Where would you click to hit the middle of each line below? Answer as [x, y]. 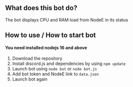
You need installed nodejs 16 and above [46, 47]
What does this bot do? [41, 8]
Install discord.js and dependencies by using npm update [69, 64]
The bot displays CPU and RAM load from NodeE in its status [67, 20]
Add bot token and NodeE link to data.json [55, 74]
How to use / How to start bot [51, 35]
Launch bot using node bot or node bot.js [54, 69]
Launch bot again [30, 79]
